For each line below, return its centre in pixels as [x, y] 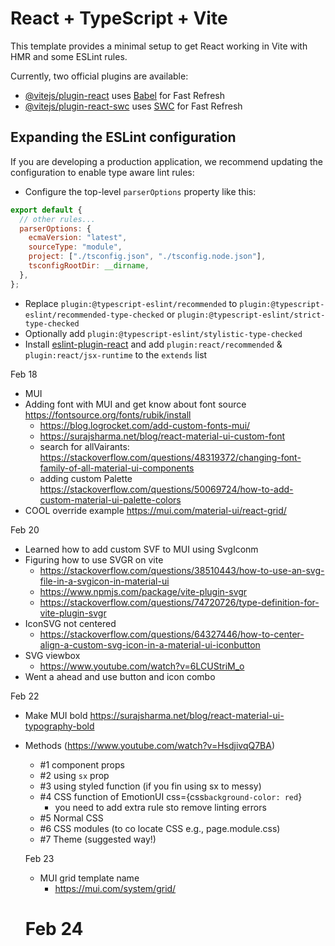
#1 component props [82, 764]
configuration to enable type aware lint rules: [102, 172]
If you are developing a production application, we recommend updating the [166, 161]
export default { [46, 210]
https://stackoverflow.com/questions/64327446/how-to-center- [172, 634]
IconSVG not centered [70, 623]
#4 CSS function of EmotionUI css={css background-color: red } [171, 796]
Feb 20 [25, 529]
